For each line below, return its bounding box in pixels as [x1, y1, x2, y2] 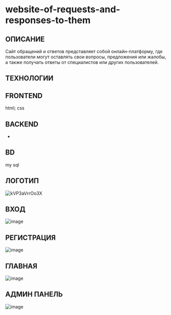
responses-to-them [5, 14, 91, 26]
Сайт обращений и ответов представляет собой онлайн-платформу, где [5, 49, 163, 54]
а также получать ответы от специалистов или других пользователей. [5, 59, 159, 65]
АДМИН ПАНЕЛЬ [5, 290, 63, 299]
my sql [5, 162, 19, 168]
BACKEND [5, 120, 39, 128]
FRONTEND [5, 91, 43, 100]
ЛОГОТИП [5, 176, 39, 185]
